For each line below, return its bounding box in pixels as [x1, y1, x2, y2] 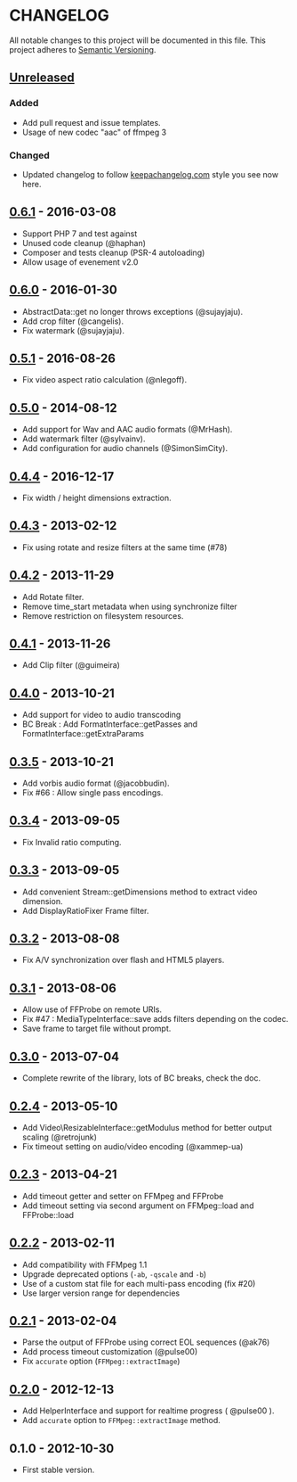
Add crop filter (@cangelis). [21, 316, 124, 326]
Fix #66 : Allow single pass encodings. [21, 787, 164, 798]
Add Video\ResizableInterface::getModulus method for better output [21, 1122, 273, 1132]
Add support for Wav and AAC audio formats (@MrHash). [21, 424, 233, 435]
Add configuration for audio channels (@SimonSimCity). [21, 443, 229, 454]
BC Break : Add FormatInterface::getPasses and [21, 719, 198, 729]
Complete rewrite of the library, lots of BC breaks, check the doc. [21, 1073, 261, 1083]
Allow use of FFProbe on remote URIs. [21, 1004, 163, 1015]
